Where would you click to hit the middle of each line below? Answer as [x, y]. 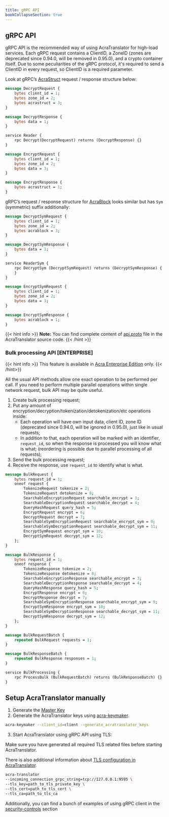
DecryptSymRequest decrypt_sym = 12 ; [63, 536]
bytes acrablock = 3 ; [37, 231]
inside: [20, 416]
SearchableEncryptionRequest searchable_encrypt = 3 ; [81, 498]
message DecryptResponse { [34, 117]
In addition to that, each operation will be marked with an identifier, [90, 438]
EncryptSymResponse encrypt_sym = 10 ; [64, 607]
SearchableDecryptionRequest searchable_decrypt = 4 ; [81, 503]
